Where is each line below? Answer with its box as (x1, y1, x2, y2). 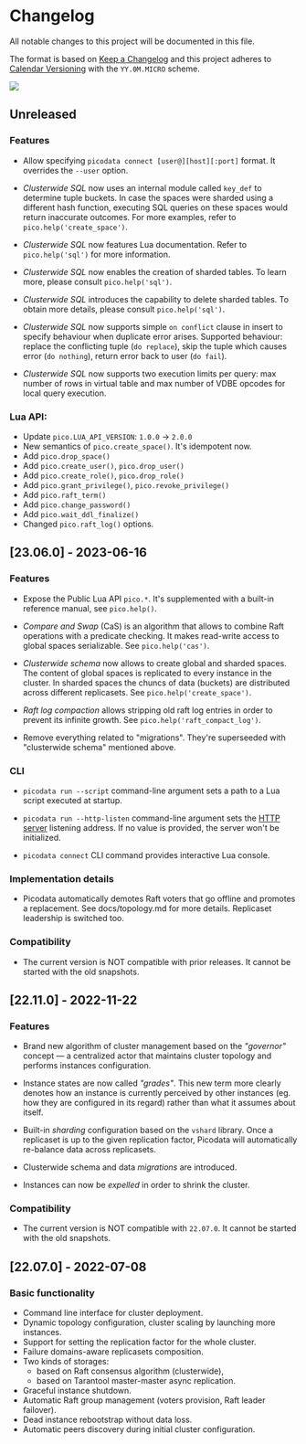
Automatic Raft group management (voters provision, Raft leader (22, 1395, 266, 1406)
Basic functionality (9, 1286, 96, 1299)
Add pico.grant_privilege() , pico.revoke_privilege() (22, 479, 230, 490)
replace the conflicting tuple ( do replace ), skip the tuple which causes (22, 340, 288, 352)
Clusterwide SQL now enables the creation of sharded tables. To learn (22, 266, 288, 277)
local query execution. (22, 388, 107, 398)
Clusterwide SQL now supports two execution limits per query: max (22, 367, 277, 379)
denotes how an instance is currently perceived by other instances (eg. (22, 1088, 291, 1099)
